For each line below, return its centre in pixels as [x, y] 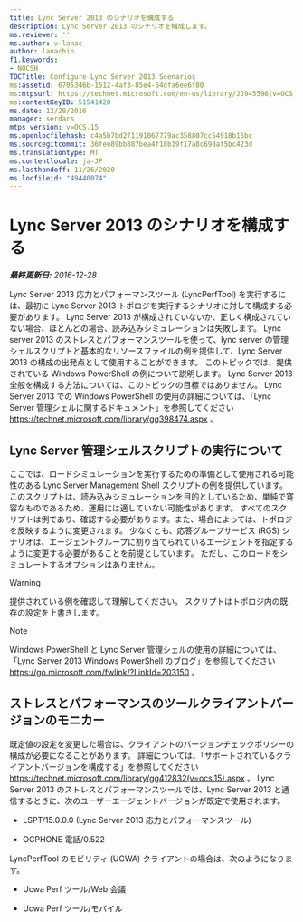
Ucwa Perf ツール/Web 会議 [74, 888]
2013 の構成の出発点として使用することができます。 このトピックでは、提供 [151, 363]
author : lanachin [42, 52]
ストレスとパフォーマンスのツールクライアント [140, 704]
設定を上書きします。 [64, 612]
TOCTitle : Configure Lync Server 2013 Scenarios [103, 77]
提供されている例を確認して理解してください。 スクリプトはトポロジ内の [145, 601]
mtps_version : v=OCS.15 [54, 128]
